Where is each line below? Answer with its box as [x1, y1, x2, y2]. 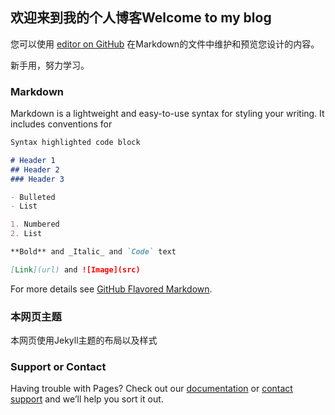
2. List [10, 229, 43, 239]
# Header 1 [10, 155, 56, 165]
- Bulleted [10, 192, 56, 202]
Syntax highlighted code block [10, 138, 141, 148]
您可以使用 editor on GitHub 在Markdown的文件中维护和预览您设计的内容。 [10, 38, 320, 50]
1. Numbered [10, 219, 60, 230]
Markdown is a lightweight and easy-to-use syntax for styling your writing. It [10, 108, 325, 120]
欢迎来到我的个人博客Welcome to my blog [10, 9, 272, 27]
